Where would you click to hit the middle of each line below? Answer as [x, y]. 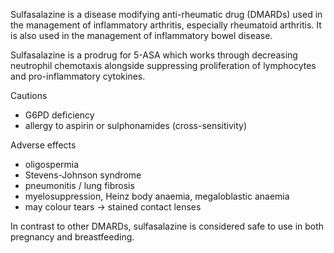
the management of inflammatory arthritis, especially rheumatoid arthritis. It [166, 25]
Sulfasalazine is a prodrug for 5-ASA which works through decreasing [154, 55]
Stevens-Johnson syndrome [83, 175]
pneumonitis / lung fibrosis [79, 185]
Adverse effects [43, 145]
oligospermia [52, 164]
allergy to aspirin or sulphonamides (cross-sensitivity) [136, 125]
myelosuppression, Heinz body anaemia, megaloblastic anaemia [157, 196]
